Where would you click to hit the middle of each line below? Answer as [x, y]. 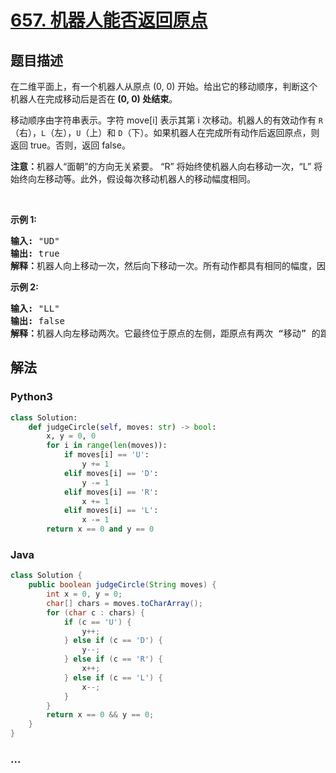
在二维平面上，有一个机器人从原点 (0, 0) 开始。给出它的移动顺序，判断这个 [164, 86]
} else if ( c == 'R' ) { [113, 659]
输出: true [35, 253]
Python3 [31, 397]
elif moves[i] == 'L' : [111, 511]
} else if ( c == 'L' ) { [113, 677]
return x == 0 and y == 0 [100, 529]
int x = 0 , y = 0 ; [84, 594]
